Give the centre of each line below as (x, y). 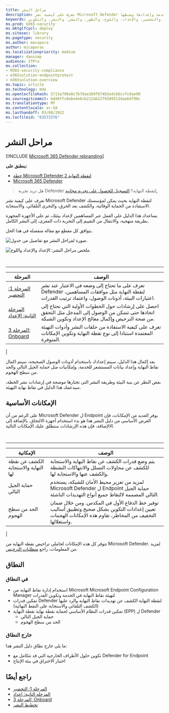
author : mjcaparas (25, 47)
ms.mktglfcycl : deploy (29, 29)
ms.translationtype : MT (31, 104)
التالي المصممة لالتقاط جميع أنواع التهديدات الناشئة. (104, 494)
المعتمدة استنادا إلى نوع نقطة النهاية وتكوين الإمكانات (97, 333)
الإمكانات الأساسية (31, 403)
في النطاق (17, 579)
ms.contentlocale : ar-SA (32, 108)
